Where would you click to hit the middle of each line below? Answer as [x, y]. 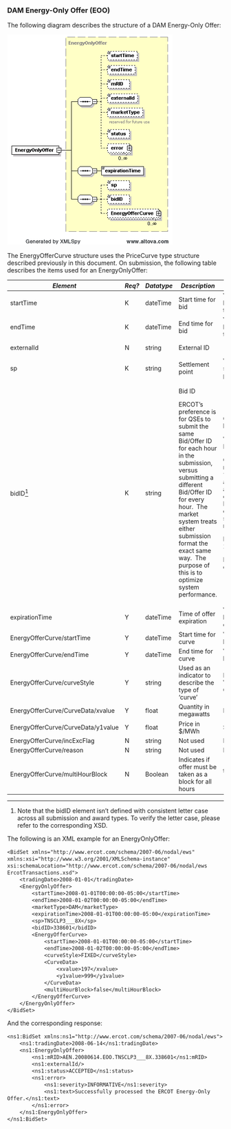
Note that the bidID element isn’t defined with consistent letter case [112, 810]
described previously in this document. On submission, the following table [112, 263]
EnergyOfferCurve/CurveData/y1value [64, 727]
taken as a [193, 774]
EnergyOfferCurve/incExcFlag [52, 740]
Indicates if [194, 760]
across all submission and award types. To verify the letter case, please [119, 818]
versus [188, 471]
